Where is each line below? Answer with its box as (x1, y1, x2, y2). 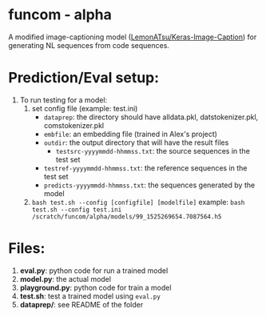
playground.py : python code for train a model (19, 283, 172, 292)
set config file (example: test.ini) (31, 103, 138, 113)
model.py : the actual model (19, 274, 112, 283)
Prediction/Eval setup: (8, 69, 160, 87)
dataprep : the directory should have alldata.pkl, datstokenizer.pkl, (43, 112, 259, 122)
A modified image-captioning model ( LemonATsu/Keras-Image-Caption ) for (8, 32, 257, 42)
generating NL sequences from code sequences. (8, 40, 170, 50)
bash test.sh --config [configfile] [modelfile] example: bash (31, 197, 245, 207)
